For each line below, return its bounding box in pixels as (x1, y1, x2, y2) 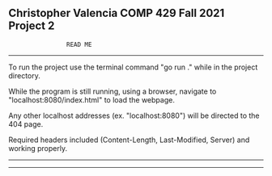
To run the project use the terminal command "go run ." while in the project (8, 62, 258, 72)
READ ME (66, 40, 92, 48)
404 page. (8, 119, 44, 128)
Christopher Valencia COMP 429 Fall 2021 (8, 6, 225, 20)
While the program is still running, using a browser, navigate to (8, 86, 217, 96)
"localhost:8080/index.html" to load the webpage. (8, 94, 176, 104)
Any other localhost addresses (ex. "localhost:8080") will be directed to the (8, 111, 261, 120)
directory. (8, 70, 40, 80)
